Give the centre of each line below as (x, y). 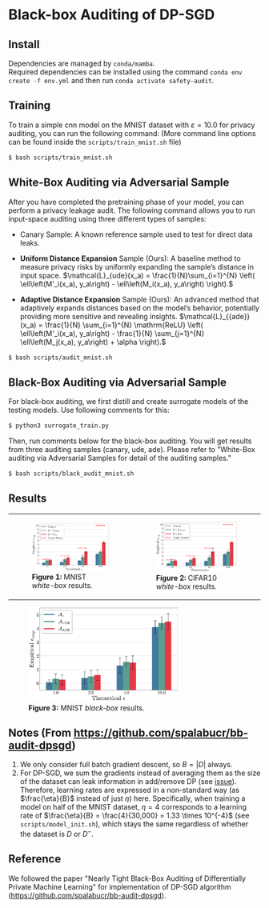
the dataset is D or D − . (57, 834)
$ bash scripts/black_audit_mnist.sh (71, 474)
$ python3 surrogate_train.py (59, 426)
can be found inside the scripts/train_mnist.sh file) (95, 142)
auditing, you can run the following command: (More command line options (132, 133)
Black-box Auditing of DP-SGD (112, 15)
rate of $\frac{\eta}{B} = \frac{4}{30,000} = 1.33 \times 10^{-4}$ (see (134, 816)
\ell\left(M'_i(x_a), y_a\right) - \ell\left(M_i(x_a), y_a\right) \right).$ (126, 284)
